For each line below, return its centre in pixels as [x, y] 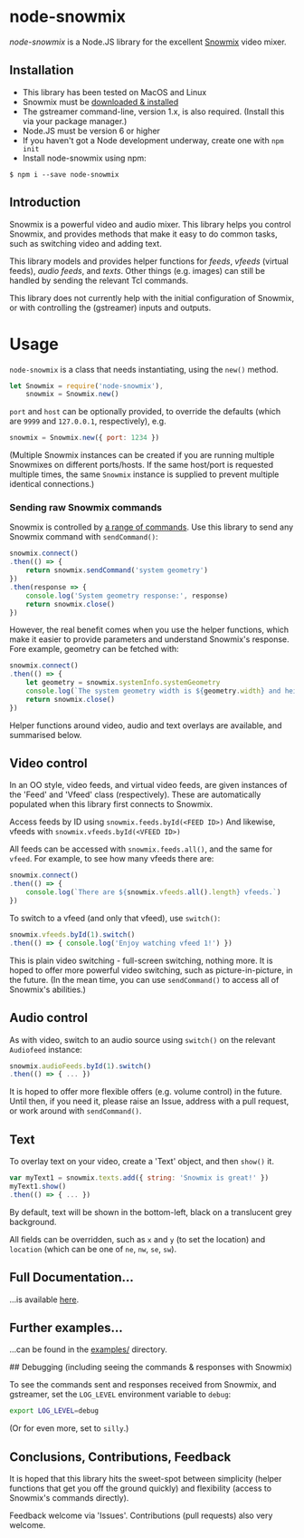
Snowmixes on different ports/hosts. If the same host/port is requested [142, 465]
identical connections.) [52, 484]
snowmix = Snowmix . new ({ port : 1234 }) [85, 438]
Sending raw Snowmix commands [86, 508]
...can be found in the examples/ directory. [88, 1349]
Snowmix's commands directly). [69, 1498]
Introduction [45, 203]
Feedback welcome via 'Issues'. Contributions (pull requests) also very [141, 1515]
